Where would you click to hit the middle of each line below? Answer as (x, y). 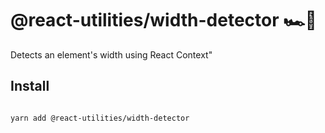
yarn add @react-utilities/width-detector (100, 118)
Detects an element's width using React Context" (111, 54)
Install (30, 86)
